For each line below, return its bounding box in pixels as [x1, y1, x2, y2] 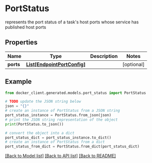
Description [90, 53, 118, 59]
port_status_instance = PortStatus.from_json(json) [5, 113, 111, 118]
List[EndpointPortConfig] [26, 61, 86, 68]
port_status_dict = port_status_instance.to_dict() [5, 135, 111, 140]
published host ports [5, 24, 46, 30]
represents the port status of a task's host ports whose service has [5, 19, 139, 25]
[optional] [122, 61, 145, 68]
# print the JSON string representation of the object [5, 117, 118, 122]
